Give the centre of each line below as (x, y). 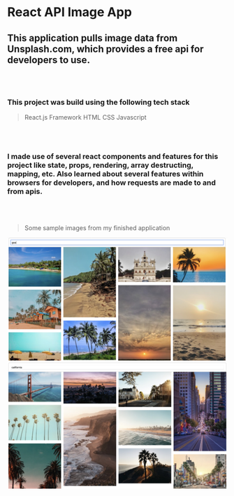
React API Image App (70, 12)
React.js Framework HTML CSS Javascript (85, 118)
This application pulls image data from (93, 38)
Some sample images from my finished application (97, 227)
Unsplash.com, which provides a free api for (105, 49)
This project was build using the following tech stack (98, 102)
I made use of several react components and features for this (113, 157)
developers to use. (49, 60)
